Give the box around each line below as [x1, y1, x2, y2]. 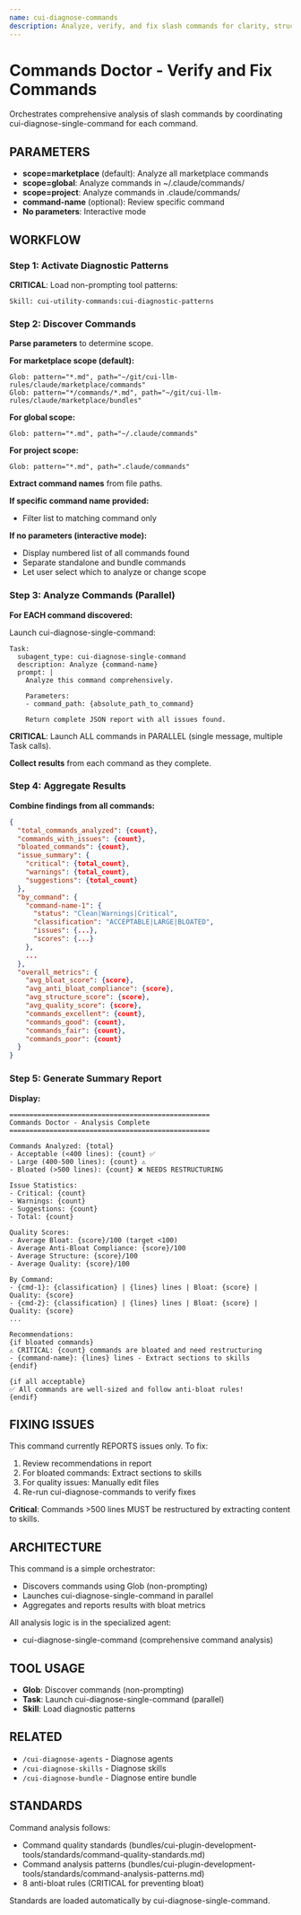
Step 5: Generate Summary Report [9, 1073, 162, 1085]
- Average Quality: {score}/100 [9, 1259, 130, 1268]
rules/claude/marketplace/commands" [9, 380, 146, 390]
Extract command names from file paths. [9, 478, 163, 489]
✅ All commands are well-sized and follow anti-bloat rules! [9, 1385, 245, 1394]
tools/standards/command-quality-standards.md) [21, 1849, 206, 1859]
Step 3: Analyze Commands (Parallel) [9, 589, 176, 602]
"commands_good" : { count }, [25, 1017, 126, 1027]
